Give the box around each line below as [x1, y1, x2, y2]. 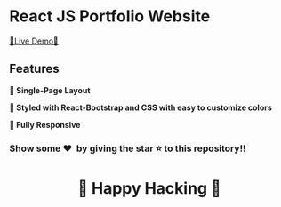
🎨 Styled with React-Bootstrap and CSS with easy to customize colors [9, 102, 273, 113]
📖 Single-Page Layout [9, 84, 91, 95]
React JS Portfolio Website [9, 6, 211, 27]
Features [9, 61, 60, 76]
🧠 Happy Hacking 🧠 [76, 178, 222, 198]
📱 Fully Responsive [9, 119, 81, 130]
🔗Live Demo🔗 [9, 36, 60, 46]
